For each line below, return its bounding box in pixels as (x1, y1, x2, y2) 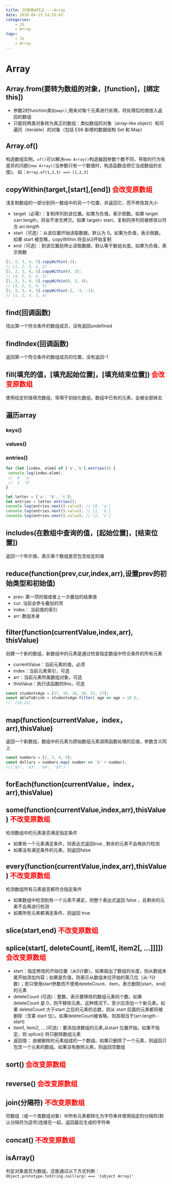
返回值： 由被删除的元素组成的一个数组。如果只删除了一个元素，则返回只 (13, 1037, 167, 1043)
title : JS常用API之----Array (6, 7, 66, 13)
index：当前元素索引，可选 (13, 667, 70, 674)
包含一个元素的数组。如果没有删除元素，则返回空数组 (13, 1043, 126, 1050)
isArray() (6, 1154, 35, 1162)
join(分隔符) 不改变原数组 (6, 1098, 85, 1107)
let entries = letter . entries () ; (6, 499, 77, 504)
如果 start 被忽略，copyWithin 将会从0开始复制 (13, 236, 112, 243)
